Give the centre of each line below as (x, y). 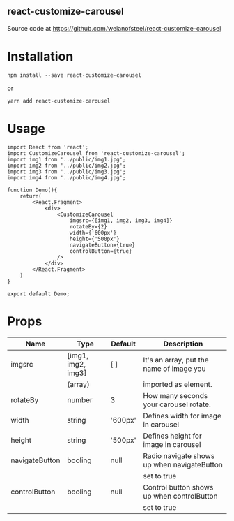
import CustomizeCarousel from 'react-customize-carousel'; (96, 153)
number (80, 399)
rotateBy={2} (88, 226)
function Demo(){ (32, 190)
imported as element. (177, 384)
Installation (40, 57)
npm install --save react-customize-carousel (74, 75)
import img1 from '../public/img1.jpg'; (67, 159)
